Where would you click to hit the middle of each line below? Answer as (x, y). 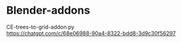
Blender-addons (48, 10)
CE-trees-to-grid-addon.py (40, 27)
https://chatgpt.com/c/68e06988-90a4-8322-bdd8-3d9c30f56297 (91, 33)
